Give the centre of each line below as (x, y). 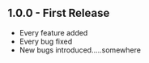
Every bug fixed (46, 41)
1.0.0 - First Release (59, 13)
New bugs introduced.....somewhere (80, 50)
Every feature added (53, 32)
